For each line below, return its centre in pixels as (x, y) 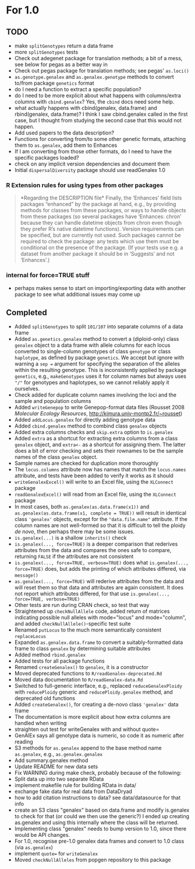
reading (24, 742)
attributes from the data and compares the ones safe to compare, (93, 550)
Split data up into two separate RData (59, 779)
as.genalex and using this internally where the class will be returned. (97, 823)
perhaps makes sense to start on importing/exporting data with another (100, 288)
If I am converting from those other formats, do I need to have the (93, 151)
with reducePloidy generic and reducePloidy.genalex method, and (93, 692)
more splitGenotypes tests (46, 52)
